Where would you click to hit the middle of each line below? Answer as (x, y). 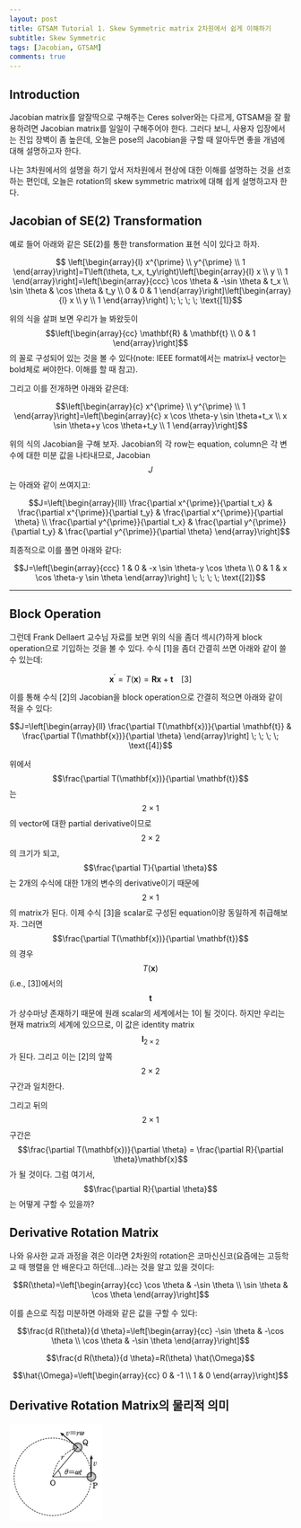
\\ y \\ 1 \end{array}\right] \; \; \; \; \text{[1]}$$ (159, 300)
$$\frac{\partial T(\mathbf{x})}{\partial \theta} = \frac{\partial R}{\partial (150, 1150)
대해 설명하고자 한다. (45, 150)
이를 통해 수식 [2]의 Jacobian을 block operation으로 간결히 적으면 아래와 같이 (146, 697)
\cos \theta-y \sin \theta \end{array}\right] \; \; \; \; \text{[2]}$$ (150, 577)
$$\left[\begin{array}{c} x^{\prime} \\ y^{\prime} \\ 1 (150, 406)
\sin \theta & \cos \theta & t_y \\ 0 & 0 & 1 (83, 290)
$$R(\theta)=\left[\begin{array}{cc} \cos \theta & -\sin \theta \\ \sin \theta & (150, 1285)
